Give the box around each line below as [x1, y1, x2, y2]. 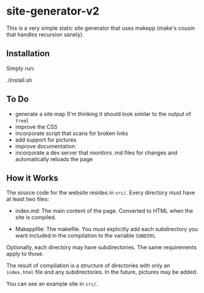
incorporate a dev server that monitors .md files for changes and [15, 149, 178, 156]
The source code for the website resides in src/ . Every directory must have [6, 189, 195, 196]
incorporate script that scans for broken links [15, 129, 128, 137]
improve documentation [15, 142, 75, 150]
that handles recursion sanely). [6, 30, 84, 38]
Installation [6, 49, 50, 59]
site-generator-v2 [6, 4, 99, 18]
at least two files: [6, 196, 49, 203]
